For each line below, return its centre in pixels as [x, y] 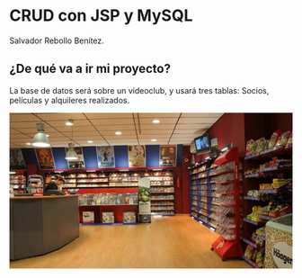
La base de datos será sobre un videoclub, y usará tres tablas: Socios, [139, 90]
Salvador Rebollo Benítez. [57, 40]
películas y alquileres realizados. [70, 100]
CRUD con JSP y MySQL [101, 16]
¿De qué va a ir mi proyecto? [90, 69]
